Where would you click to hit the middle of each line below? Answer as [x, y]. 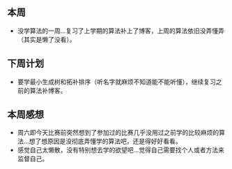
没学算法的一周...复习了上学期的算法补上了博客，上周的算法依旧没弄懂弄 [121, 31]
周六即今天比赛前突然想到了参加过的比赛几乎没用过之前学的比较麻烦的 [118, 133]
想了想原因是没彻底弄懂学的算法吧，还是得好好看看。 [105, 141]
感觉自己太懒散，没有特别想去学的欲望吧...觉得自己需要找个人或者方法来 [121, 150]
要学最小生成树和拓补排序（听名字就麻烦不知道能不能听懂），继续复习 [116, 82]
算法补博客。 [48, 90]
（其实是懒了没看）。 [46, 39]
